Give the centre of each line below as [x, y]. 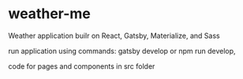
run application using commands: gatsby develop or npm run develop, [122, 51]
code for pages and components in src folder [82, 66]
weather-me [49, 14]
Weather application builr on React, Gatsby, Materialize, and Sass [114, 36]
